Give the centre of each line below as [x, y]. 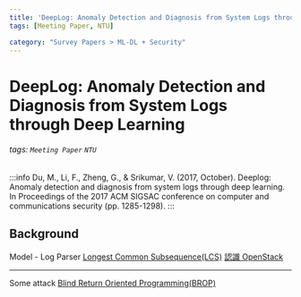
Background [44, 234]
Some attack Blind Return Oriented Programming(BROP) [113, 283]
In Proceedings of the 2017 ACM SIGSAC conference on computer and [139, 196]
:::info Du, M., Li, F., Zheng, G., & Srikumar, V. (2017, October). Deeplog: [140, 177]
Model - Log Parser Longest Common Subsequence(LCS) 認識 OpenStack [146, 257]
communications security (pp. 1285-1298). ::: [92, 206]
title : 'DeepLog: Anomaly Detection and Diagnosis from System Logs [140, 17]
